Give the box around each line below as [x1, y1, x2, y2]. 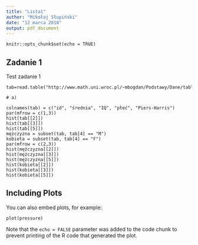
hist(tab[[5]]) [6, 126, 44, 132]
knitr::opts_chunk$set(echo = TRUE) [6, 41, 96, 47]
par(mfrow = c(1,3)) [6, 110, 57, 116]
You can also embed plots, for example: [6, 204, 103, 211]
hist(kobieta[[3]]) [6, 167, 54, 173]
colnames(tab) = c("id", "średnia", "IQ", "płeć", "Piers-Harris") [6, 105, 176, 111]
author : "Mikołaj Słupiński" [6, 14, 78, 20]
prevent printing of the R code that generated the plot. [6, 231, 137, 239]
